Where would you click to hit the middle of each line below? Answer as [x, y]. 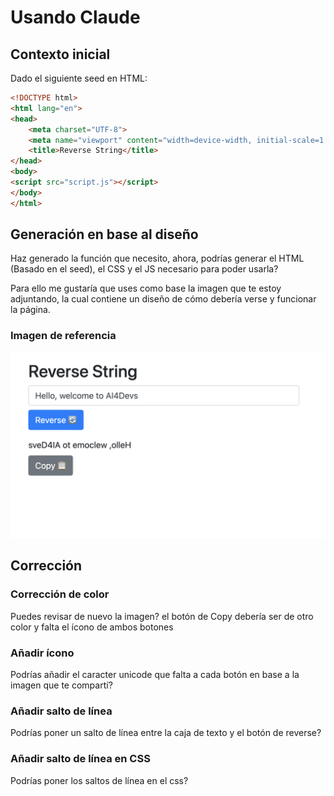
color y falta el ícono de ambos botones [92, 627]
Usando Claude [75, 17]
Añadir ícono [42, 653]
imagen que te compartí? [61, 685]
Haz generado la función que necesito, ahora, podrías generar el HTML [157, 258]
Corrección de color [60, 594]
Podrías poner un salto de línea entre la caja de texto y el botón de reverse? [166, 733]
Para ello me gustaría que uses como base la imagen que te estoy [146, 288]
